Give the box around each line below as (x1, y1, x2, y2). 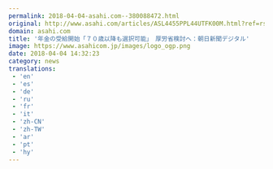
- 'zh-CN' (11, 118, 45, 126)
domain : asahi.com (8, 27, 71, 35)
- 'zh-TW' (11, 125, 45, 133)
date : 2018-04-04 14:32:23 (8, 50, 100, 58)
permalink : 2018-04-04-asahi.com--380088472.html (8, 11, 180, 20)
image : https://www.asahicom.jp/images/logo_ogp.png (8, 42, 191, 50)
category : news (8, 58, 60, 66)
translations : (8, 65, 57, 73)
